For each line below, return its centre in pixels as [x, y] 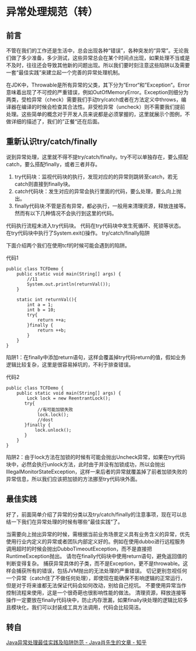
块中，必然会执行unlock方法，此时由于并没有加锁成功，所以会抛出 [86, 464]
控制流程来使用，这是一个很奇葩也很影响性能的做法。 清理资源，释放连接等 [96, 593]
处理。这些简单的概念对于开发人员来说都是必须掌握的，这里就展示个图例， [95, 114]
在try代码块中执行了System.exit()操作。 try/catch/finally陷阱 [78, 233]
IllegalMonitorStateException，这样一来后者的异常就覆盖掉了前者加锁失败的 [97, 471]
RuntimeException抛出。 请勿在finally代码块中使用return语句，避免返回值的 [97, 556]
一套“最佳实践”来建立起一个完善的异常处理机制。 [65, 73]
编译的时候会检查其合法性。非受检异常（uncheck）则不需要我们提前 [103, 107]
